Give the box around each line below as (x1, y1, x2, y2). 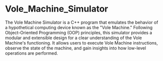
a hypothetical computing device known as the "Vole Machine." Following (5, 24, 153, 30)
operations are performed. (5, 50, 59, 56)
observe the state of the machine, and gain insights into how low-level (5, 45, 146, 51)
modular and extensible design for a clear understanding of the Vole (5, 35, 143, 41)
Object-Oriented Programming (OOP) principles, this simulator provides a (5, 30, 152, 35)
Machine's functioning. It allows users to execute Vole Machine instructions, (5, 40, 158, 46)
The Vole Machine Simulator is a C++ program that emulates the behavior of (5, 19, 159, 25)
